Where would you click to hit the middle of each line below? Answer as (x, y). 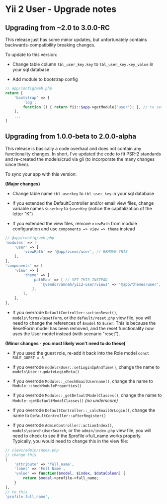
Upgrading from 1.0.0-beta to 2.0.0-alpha (71, 137)
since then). (17, 164)
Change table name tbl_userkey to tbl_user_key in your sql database (83, 193)
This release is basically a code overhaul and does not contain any (73, 148)
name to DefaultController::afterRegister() (59, 415)
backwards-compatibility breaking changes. (50, 45)
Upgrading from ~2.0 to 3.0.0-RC (58, 28)
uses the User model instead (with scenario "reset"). (66, 334)
